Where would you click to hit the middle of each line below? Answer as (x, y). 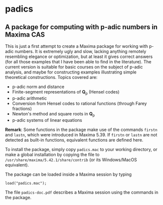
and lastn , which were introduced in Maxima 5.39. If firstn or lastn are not (81, 134)
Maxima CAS (25, 34)
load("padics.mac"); (26, 183)
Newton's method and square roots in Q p (53, 114)
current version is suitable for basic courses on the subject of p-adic (74, 67)
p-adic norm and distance (38, 87)
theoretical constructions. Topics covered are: (51, 77)
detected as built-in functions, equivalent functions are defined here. (74, 140)
